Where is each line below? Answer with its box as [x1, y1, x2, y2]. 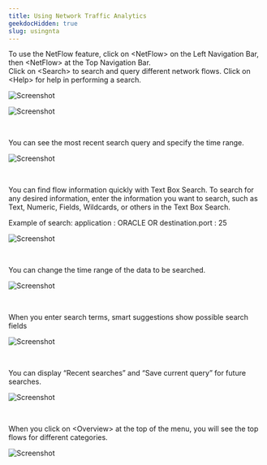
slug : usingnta [8, 27, 60, 35]
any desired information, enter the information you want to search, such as [8, 194, 258, 204]
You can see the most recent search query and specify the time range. [8, 138, 245, 148]
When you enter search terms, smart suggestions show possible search [8, 312, 249, 322]
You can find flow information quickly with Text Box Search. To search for [8, 185, 254, 195]
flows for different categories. [8, 433, 108, 442]
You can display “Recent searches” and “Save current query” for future [8, 368, 246, 378]
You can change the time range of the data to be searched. [8, 265, 206, 275]
